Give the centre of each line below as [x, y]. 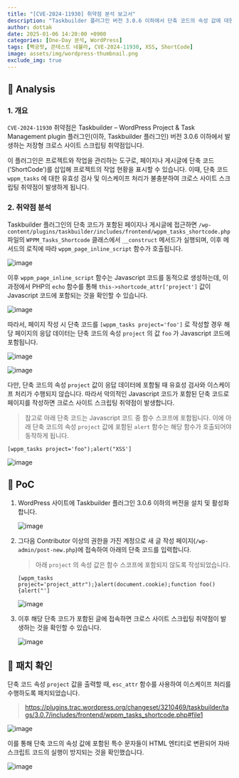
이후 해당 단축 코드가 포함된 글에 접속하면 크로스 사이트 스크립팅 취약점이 [118, 618]
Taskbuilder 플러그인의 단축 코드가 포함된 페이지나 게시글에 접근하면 [102, 224]
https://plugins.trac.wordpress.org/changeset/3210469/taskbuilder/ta [127, 707]
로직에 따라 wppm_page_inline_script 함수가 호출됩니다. [105, 248]
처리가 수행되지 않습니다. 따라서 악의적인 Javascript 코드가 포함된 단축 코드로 [122, 393]
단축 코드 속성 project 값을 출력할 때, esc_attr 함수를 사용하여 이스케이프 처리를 [119, 684]
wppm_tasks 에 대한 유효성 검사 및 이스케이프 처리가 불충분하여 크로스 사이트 [112, 178]
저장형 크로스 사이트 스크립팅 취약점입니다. [85, 145]
